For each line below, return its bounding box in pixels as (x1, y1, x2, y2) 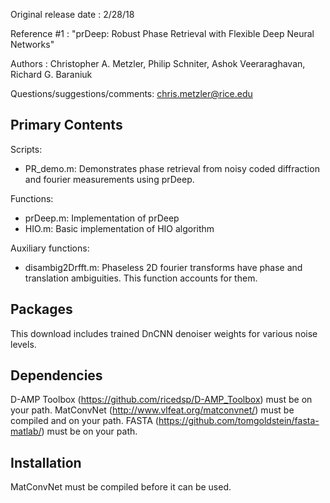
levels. (10, 338, 37, 350)
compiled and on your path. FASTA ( (10, 415, 159, 427)
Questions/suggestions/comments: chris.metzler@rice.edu (10, 88, 253, 99)
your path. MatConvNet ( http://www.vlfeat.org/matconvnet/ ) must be (10, 404, 295, 416)
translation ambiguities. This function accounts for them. (24, 272, 258, 284)
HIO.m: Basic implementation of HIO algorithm (24, 222, 215, 234)
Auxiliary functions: (10, 242, 90, 254)
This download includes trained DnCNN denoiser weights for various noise (10, 327, 318, 339)
